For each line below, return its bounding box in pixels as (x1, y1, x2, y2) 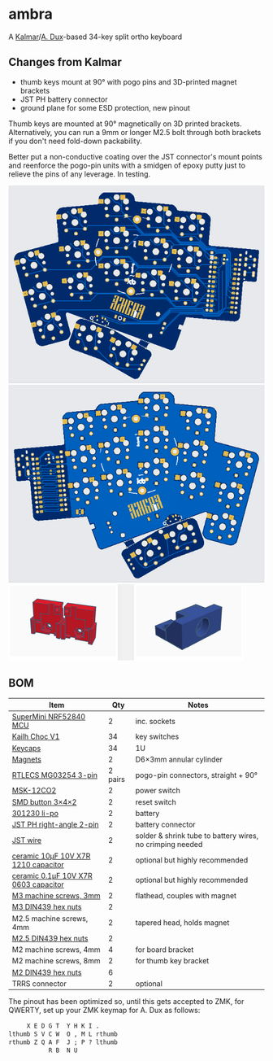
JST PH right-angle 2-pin (11, 819, 99, 830)
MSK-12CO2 (11, 786, 57, 796)
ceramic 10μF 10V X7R (11, 851, 91, 861)
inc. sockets (135, 716, 176, 726)
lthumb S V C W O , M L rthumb (8, 1030, 118, 1038)
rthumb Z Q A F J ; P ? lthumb (8, 1038, 118, 1046)
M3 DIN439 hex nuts (11, 902, 82, 912)
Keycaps (11, 743, 41, 753)
